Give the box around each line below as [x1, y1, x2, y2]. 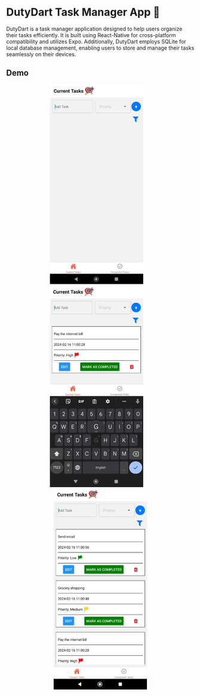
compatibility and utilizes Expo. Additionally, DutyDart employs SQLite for [6, 38, 186, 45]
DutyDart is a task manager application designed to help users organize [6, 25, 183, 32]
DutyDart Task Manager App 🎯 [6, 5, 160, 19]
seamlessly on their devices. [6, 50, 76, 57]
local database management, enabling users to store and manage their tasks [6, 44, 195, 51]
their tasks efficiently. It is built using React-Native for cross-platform [6, 31, 176, 38]
